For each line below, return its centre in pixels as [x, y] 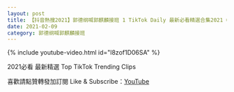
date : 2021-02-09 [32, 26]
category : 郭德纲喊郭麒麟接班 [46, 33]
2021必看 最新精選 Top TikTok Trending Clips [72, 67]
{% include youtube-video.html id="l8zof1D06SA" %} [84, 53]
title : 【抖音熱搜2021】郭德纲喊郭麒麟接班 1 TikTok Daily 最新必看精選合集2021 [115, 20]
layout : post [26, 13]
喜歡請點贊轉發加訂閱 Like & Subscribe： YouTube [78, 82]
